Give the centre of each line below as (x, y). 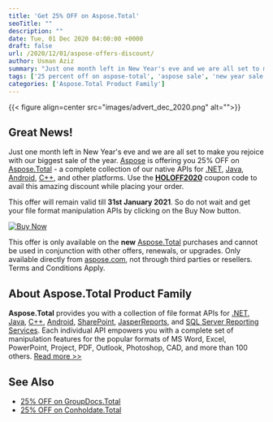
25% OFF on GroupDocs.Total (70, 401)
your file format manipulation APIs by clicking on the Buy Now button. (125, 211)
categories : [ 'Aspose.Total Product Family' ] (87, 84)
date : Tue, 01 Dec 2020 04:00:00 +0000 (76, 39)
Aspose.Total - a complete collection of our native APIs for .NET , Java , (126, 169)
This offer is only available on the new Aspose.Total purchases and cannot (133, 242)
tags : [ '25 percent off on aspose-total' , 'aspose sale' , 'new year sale (136, 76)
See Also (31, 382)
